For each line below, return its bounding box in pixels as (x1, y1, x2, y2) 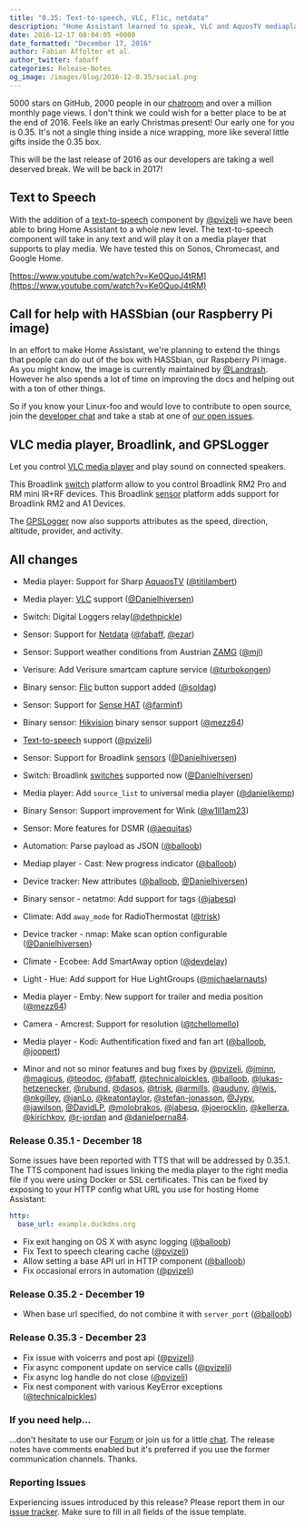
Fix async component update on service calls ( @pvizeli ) (22, 1361, 232, 1372)
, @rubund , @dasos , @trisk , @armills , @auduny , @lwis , (68, 1083, 277, 1093)
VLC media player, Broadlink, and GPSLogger (9, 437, 270, 452)
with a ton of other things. (9, 383, 106, 394)
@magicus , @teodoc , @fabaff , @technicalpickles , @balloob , (22, 1073, 250, 1084)
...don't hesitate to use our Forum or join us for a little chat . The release (9, 1434, 275, 1445)
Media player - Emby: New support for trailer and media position (22, 991, 263, 1002)
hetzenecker (22, 1083, 70, 1093)
